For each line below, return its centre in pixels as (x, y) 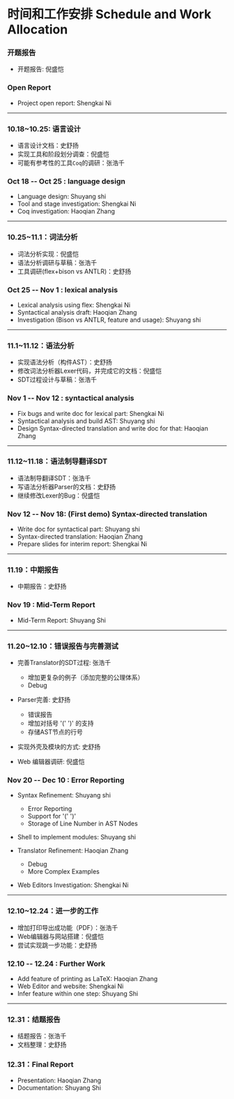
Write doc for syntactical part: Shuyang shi (79, 529)
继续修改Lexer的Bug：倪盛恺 (58, 495)
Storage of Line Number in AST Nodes (83, 823)
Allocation (38, 30)
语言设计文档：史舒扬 (48, 145)
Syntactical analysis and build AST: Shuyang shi (86, 421)
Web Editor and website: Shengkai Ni (70, 986)
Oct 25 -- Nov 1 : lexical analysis (63, 290)
